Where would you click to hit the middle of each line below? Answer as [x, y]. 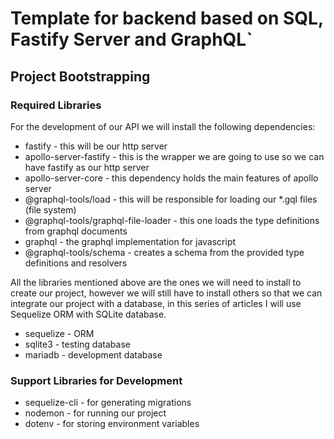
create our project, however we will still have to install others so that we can [166, 293]
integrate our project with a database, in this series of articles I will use [156, 303]
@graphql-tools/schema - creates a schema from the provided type [164, 252]
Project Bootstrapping [80, 76]
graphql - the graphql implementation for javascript [130, 241]
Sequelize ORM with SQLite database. [88, 314]
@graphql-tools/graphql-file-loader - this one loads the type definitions [172, 220]
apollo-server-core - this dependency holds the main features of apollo [171, 178]
